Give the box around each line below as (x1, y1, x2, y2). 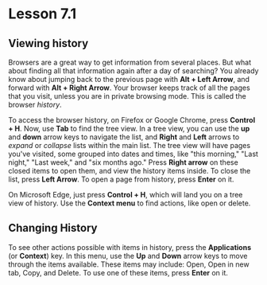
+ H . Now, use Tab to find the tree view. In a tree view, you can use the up (8, 124, 250, 133)
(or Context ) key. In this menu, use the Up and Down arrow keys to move (8, 251, 248, 260)
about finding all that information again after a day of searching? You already (8, 66, 259, 76)
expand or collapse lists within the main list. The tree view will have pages (8, 141, 251, 150)
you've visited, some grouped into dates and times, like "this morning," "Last (8, 149, 258, 158)
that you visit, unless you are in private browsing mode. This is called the (8, 92, 246, 100)
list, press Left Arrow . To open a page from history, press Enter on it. (8, 174, 234, 184)
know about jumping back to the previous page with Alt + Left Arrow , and (8, 75, 250, 84)
